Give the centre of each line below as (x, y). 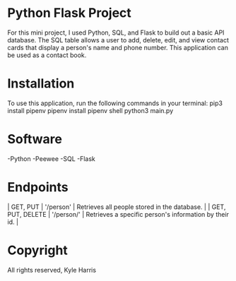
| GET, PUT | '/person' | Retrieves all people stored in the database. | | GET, (117, 207)
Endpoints (38, 187)
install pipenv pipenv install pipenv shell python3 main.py (90, 110)
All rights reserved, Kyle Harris (52, 270)
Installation (41, 84)
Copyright (38, 250)
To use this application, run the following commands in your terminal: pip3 (115, 103)
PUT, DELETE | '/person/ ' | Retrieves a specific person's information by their (118, 214)
